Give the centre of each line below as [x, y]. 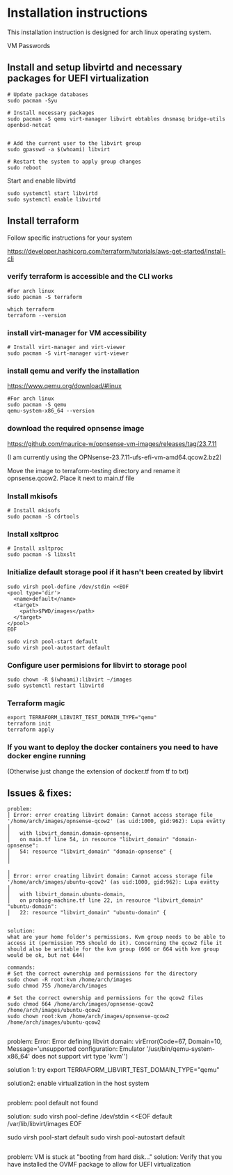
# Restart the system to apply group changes [74, 162]
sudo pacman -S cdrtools [43, 517]
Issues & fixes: [40, 793]
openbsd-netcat [29, 125]
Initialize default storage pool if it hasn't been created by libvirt [115, 572]
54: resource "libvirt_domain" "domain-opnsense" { [96, 852]
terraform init [29, 724]
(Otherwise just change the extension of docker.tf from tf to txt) [98, 771]
